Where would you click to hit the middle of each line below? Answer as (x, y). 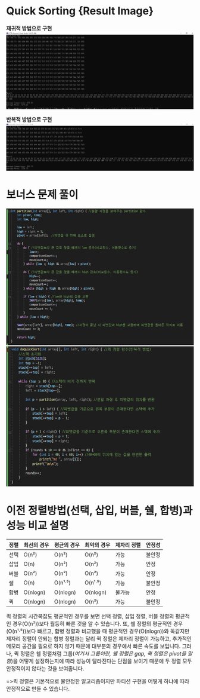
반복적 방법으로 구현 (29, 120)
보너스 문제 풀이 (42, 195)
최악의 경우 (98, 544)
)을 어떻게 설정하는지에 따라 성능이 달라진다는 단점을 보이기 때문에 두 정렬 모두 (101, 661)
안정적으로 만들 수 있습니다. (38, 688)
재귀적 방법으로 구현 (29, 28)
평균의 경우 (67, 544)
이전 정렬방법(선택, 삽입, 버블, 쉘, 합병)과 (99, 511)
